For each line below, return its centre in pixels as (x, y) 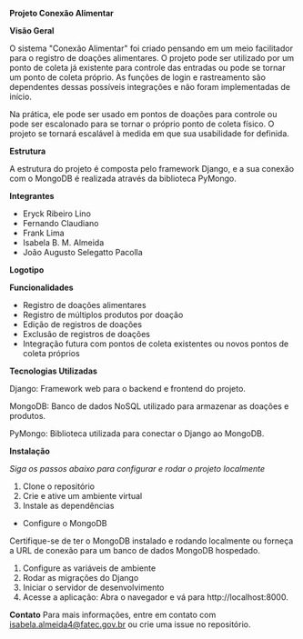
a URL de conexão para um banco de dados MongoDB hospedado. (135, 550)
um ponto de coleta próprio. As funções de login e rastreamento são (138, 77)
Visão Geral (32, 30)
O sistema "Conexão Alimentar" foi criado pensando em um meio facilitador (151, 48)
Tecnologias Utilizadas (54, 371)
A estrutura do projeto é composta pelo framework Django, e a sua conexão (152, 169)
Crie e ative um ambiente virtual (82, 496)
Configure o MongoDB (65, 523)
